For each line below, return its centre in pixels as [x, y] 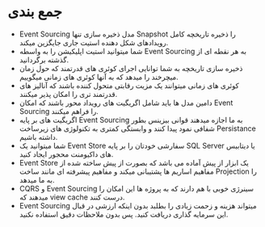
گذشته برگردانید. [44, 60]
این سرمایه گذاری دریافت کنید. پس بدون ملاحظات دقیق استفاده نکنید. [124, 214]
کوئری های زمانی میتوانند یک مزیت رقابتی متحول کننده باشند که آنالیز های [129, 85]
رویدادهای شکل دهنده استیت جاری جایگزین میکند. [94, 42]
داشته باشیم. [38, 137]
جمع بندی [35, 12]
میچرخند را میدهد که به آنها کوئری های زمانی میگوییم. [99, 77]
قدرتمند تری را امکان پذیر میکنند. [68, 94]
